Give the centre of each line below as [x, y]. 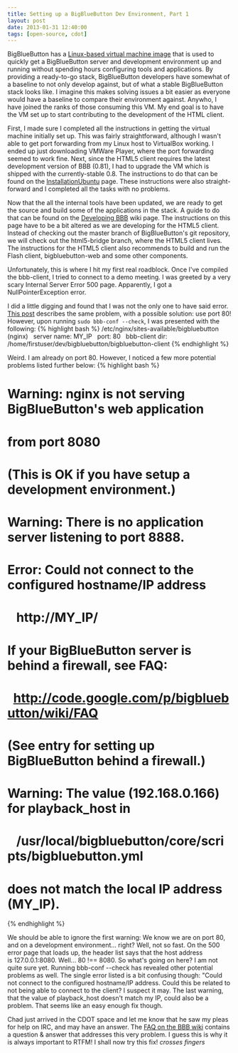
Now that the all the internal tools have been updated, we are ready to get [115, 203]
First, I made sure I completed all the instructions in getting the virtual [109, 128]
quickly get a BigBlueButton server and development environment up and [114, 62]
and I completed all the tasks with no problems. [101, 189]
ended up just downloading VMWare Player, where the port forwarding [111, 151]
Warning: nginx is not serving [96, 394]
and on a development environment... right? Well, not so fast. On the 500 [114, 945]
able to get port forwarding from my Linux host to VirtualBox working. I [111, 144]
